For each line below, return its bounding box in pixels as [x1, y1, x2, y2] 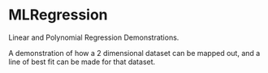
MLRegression [8, 6, 108, 24]
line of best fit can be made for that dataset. [8, 57, 156, 67]
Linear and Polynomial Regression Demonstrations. [8, 32, 179, 42]
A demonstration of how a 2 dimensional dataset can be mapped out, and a [8, 48, 261, 58]
